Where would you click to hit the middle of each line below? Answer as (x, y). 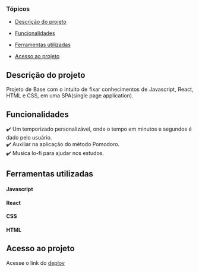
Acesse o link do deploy (36, 262)
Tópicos (18, 9)
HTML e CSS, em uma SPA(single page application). (70, 96)
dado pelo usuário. (29, 137)
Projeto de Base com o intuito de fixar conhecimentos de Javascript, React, (100, 89)
